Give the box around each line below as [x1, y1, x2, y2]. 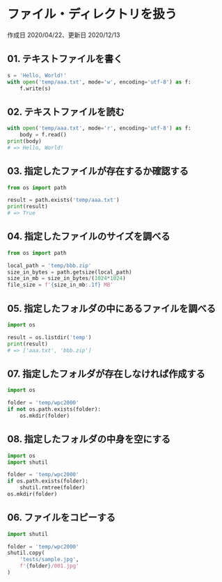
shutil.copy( [7, 549, 45, 557]
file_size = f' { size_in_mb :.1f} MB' [7, 281, 113, 289]
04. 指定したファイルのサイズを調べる [7, 230, 171, 242]
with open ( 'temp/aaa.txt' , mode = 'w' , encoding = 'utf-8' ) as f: [7, 78, 191, 86]
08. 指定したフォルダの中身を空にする [7, 433, 171, 446]
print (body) [7, 137, 42, 145]
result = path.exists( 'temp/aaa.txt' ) [7, 196, 120, 204]
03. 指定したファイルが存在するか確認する [7, 165, 189, 178]
